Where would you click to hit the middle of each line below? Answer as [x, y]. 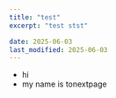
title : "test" [35, 17]
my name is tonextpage [64, 84]
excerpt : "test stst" [49, 26]
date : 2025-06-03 [41, 41]
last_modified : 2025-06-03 [58, 49]
